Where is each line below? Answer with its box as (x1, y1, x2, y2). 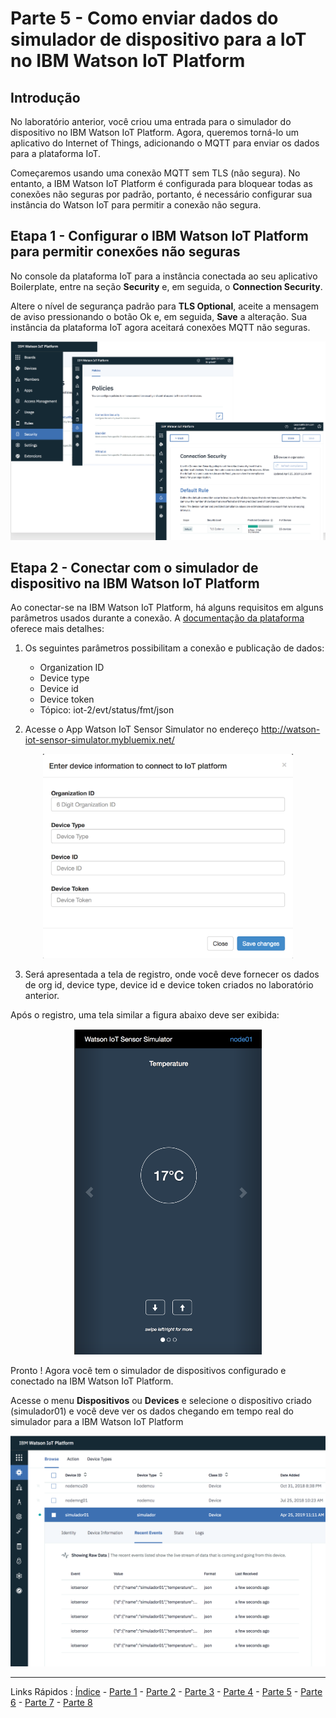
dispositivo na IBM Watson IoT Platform (10, 575, 260, 592)
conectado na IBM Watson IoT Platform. (10, 1375, 174, 1387)
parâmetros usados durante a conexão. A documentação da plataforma (10, 612, 305, 624)
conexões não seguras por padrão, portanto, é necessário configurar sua (10, 188, 313, 200)
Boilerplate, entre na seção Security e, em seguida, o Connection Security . (10, 280, 323, 292)
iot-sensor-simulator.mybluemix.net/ (24, 734, 175, 746)
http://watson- (260, 723, 321, 736)
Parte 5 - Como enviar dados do (10, 7, 279, 30)
